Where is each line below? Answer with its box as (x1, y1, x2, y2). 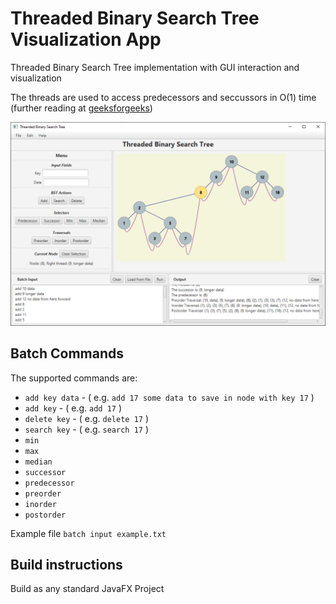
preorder (24, 488, 62, 499)
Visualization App (10, 28, 162, 51)
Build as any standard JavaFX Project (10, 583, 165, 595)
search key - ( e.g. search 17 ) (24, 423, 149, 435)
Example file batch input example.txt (10, 527, 167, 539)
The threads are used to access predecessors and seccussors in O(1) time (10, 91, 317, 103)
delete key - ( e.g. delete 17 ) (24, 412, 149, 424)
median (24, 457, 53, 467)
